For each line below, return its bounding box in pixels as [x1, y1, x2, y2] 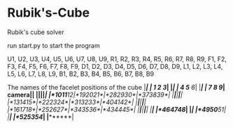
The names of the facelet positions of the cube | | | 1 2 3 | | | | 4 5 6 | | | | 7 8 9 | [7, 83, 225, 91]
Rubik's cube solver [7, 28, 64, 36]
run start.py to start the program [7, 41, 100, 49]
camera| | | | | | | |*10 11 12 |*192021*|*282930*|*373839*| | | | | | [7, 90, 183, 99]
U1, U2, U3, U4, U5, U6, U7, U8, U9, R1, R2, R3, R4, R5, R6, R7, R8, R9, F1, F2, [7, 54, 227, 63]
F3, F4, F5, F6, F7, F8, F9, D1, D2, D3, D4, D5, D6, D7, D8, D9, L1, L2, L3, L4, [7, 62, 223, 70]
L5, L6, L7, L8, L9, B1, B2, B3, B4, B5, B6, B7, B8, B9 [7, 70, 155, 78]
